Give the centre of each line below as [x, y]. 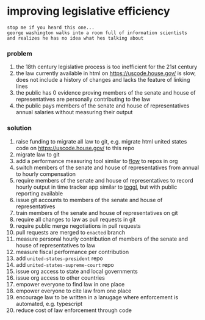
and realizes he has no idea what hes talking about [75, 38]
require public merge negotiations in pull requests [78, 226]
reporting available [39, 193]
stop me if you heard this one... [51, 27]
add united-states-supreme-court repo [65, 264]
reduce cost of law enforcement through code [74, 310]
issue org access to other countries [60, 278]
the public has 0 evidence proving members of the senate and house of [106, 93]
